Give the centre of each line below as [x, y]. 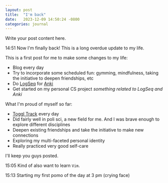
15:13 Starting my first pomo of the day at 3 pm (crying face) [67, 175]
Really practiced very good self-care [51, 146]
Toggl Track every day [36, 114]
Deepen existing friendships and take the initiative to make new [78, 130]
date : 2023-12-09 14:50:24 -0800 [43, 19]
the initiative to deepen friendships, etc [53, 78]
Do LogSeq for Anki [33, 84]
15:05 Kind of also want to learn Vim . [43, 166]
